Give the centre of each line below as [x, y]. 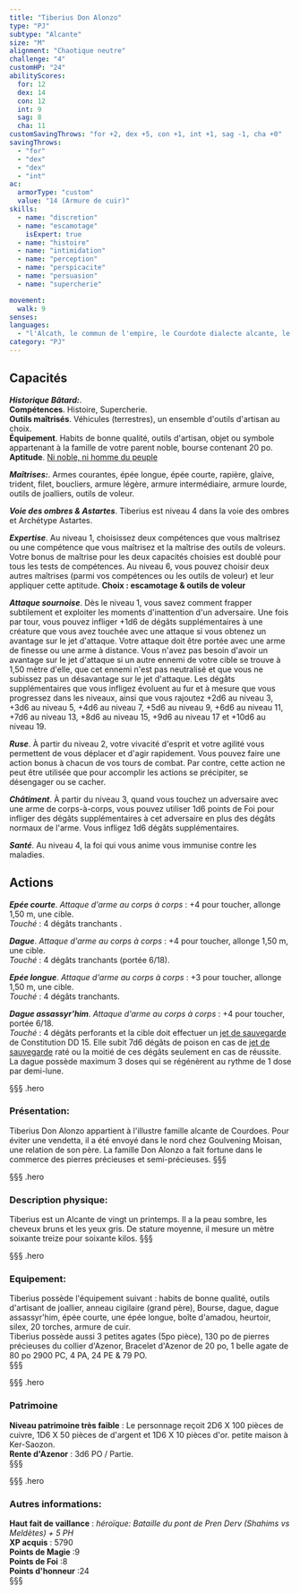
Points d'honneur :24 [49, 1571]
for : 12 [32, 84]
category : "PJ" [38, 342]
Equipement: [38, 1280]
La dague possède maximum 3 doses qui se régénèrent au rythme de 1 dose [150, 1061]
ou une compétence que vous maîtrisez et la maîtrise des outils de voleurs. [147, 547]
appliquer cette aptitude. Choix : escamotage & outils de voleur [128, 585]
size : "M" [28, 43]
